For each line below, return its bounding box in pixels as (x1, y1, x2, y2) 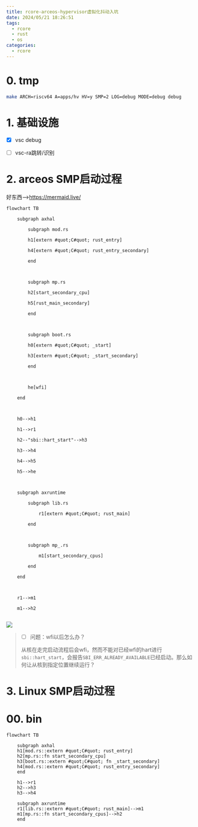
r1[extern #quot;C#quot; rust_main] (38, 511, 131, 517)
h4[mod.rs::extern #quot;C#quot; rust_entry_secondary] (17, 763, 161, 770)
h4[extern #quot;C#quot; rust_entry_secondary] (28, 247, 149, 253)
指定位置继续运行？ (47, 661, 95, 668)
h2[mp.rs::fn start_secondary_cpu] (17, 753, 107, 759)
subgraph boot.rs (28, 331, 71, 337)
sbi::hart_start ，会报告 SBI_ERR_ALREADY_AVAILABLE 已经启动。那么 (20, 653, 188, 660)
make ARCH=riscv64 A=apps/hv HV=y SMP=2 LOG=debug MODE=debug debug (6, 94, 182, 100)
